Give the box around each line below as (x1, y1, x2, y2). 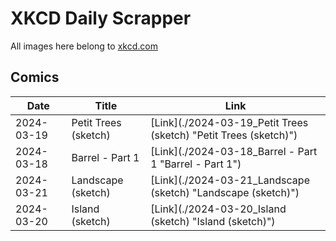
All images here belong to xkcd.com (10, 40, 158, 52)
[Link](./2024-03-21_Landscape (150, 173, 310, 187)
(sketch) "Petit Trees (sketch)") (150, 128, 298, 142)
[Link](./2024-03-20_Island (150, 202, 287, 216)
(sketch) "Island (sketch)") (150, 214, 276, 228)
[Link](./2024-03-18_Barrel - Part (150, 144, 318, 158)
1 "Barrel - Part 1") (150, 157, 242, 171)
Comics (10, 69, 60, 86)
